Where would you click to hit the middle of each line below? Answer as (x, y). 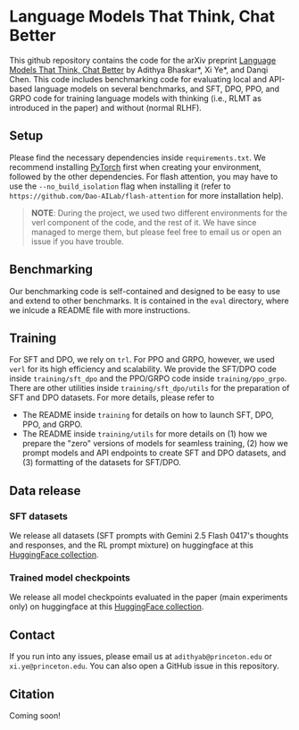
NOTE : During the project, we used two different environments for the (159, 213)
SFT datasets (39, 516)
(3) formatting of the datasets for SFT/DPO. (101, 463)
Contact (32, 635)
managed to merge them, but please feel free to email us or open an (156, 232)
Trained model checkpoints (70, 577)
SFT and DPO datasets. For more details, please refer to (112, 398)
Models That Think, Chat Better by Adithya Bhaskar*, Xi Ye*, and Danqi (139, 70)
